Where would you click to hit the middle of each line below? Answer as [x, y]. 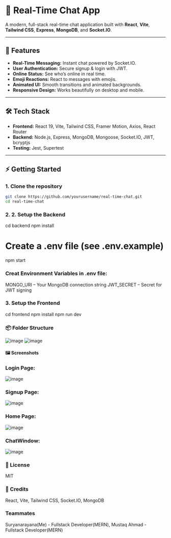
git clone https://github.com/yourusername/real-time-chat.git [74, 197]
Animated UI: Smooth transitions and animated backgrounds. [77, 84]
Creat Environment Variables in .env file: [56, 273]
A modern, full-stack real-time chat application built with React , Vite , [78, 24]
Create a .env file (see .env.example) [84, 246]
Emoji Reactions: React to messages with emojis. [65, 79]
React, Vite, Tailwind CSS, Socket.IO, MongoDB [55, 500]
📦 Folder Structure [30, 328]
